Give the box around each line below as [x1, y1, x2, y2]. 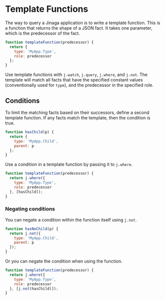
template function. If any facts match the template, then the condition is [5, 115, 151, 120]
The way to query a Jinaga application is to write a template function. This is [5, 20, 161, 26]
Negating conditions [5, 206, 55, 213]
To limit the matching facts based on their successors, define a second [5, 110, 150, 115]
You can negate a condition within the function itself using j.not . [5, 217, 137, 223]
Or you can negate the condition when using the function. [5, 258, 123, 264]
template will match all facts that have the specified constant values [5, 77, 143, 83]
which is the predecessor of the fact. [5, 30, 80, 36]
